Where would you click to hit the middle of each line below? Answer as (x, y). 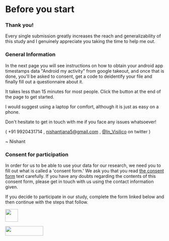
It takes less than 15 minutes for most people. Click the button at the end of (83, 91)
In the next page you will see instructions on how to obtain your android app (84, 65)
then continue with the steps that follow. (47, 202)
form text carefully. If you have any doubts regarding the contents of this (81, 176)
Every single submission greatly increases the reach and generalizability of (83, 36)
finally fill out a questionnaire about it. (44, 81)
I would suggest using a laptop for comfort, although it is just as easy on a (82, 107)
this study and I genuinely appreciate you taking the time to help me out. (80, 41)
